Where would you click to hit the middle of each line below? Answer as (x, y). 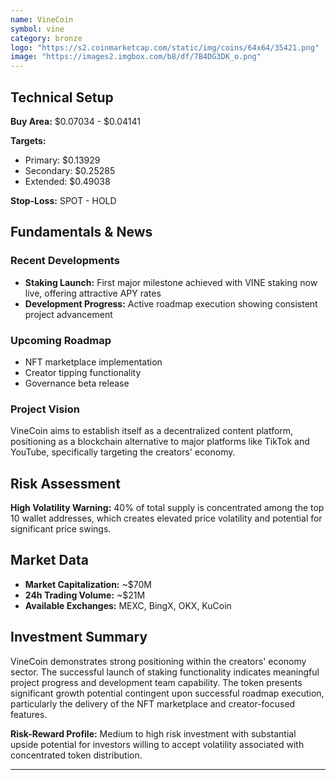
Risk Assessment (65, 483)
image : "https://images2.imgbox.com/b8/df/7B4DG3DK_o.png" (136, 57)
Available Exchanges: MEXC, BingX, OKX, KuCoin (128, 605)
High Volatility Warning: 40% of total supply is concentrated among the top (167, 508)
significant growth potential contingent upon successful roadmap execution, (167, 693)
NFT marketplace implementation (93, 362)
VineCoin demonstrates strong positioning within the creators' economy (158, 661)
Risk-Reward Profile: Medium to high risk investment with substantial (153, 733)
